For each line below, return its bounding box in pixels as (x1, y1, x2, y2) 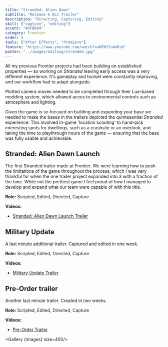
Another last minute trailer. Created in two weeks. (5, 298, 107, 304)
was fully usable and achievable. (5, 135, 72, 141)
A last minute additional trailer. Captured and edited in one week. (5, 241, 138, 247)
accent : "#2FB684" (5, 26, 43, 31)
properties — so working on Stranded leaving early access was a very (5, 68, 150, 74)
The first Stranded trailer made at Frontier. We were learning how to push (5, 163, 156, 169)
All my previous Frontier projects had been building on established (5, 63, 141, 69)
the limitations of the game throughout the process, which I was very (5, 168, 147, 174)
